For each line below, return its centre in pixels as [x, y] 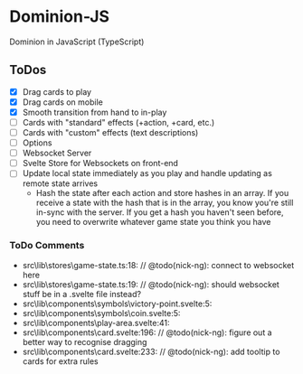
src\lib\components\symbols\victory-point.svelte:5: [117, 304]
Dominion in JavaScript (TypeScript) [77, 42]
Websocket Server [57, 153]
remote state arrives [60, 183]
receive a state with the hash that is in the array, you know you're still [165, 203]
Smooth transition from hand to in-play [95, 112]
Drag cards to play [57, 91]
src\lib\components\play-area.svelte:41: [96, 323]
